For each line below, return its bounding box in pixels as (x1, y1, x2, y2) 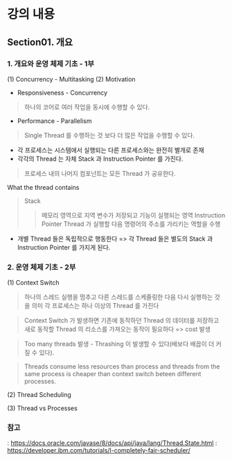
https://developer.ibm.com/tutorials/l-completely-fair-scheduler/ (7, 446, 190, 455)
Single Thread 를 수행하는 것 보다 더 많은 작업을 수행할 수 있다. (24, 131, 195, 139)
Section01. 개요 (7, 36, 73, 48)
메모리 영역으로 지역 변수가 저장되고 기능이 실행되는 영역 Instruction (41, 211, 226, 219)
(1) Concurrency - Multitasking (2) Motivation (7, 74, 136, 83)
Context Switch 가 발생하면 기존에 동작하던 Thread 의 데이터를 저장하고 (24, 316, 220, 325)
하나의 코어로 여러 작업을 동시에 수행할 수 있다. (24, 102, 150, 111)
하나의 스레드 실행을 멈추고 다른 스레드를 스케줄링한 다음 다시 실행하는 (24, 293, 213, 301)
